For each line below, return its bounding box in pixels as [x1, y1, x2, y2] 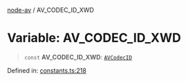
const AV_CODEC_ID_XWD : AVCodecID [23, 53, 133, 61]
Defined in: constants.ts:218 [7, 66, 86, 75]
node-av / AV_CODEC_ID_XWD [7, 6, 95, 14]
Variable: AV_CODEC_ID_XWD [7, 30, 182, 46]
